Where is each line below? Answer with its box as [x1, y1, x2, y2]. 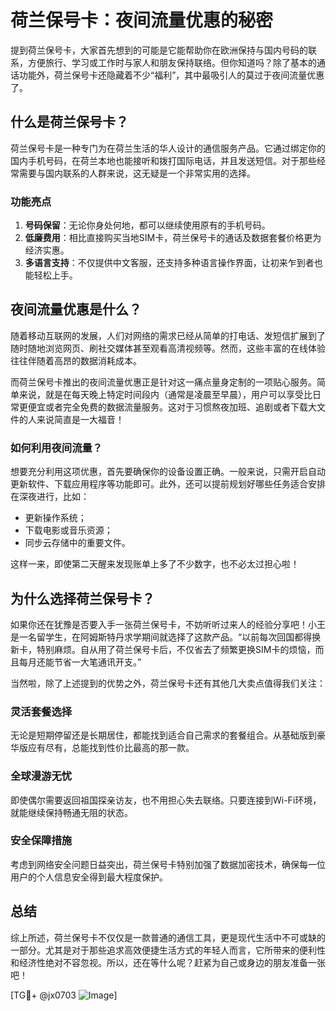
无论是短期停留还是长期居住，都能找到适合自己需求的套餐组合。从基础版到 [10, 729, 317, 741]
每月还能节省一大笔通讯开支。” [18, 656, 142, 668]
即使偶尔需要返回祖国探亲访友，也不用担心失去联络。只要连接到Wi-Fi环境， [10, 794, 322, 806]
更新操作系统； [24, 512, 87, 524]
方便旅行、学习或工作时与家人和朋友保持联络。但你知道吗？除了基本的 [27, 56, 317, 68]
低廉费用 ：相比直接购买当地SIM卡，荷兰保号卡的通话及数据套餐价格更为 [24, 232, 322, 244]
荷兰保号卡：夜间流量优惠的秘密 [10, 9, 274, 32]
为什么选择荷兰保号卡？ [10, 590, 155, 607]
